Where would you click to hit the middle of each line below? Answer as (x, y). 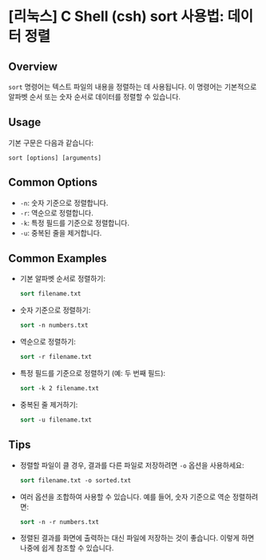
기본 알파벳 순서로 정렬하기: (63, 279)
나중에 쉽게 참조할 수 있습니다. (67, 548)
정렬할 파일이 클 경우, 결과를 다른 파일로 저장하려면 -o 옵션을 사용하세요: (132, 465)
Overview (33, 66)
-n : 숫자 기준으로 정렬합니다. (64, 203)
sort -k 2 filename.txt (60, 389)
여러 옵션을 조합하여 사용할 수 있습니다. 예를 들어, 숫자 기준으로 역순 (125, 497)
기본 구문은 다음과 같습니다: (51, 143)
